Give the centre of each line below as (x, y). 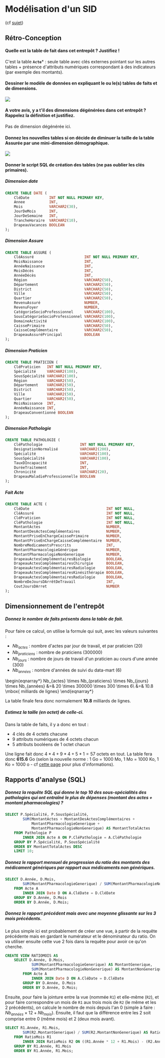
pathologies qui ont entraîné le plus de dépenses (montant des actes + (79, 798)
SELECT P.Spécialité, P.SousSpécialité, (47, 815)
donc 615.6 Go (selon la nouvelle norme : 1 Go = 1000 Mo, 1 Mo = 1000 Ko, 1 (82, 759)
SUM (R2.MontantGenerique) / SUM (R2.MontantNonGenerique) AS (85, 1032)
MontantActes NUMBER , (68, 527)
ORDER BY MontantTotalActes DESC (48, 847)
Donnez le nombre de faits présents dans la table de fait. (64, 619)
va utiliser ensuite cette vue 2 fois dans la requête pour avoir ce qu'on (76, 941)
